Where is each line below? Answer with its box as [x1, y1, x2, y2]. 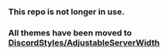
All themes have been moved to [8, 27, 132, 38]
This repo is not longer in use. [8, 6, 125, 17]
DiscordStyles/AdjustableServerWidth [8, 37, 160, 48]
